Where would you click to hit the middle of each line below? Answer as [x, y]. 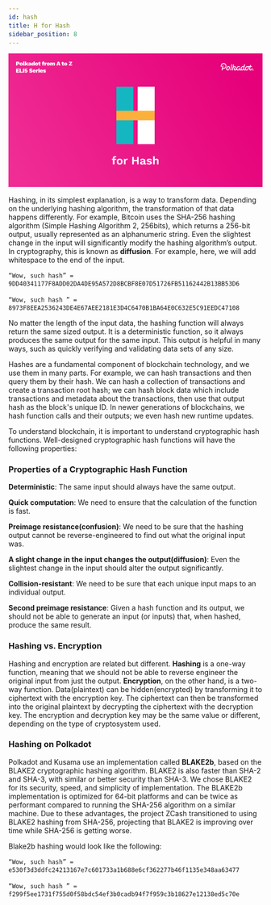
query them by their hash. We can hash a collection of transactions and [127, 381]
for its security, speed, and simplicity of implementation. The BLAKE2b [126, 787]
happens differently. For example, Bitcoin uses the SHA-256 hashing [122, 217]
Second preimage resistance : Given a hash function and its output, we [127, 608]
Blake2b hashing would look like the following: [85, 846]
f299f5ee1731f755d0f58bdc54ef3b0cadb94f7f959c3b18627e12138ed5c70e [124, 894]
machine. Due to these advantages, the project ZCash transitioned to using [133, 813]
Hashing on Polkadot [50, 744]
